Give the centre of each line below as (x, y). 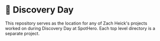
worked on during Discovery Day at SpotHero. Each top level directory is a (80, 28)
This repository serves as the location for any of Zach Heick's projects (76, 23)
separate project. (22, 33)
